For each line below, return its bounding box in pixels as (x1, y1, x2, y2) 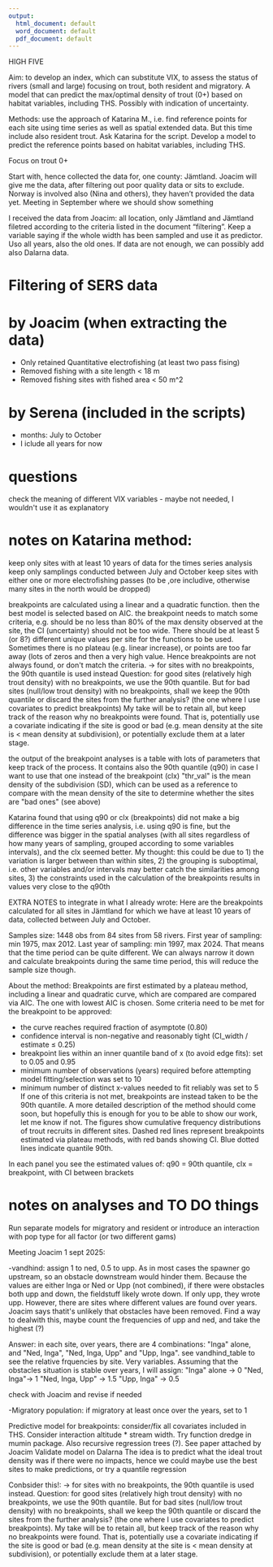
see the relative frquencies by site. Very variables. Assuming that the (8, 1356, 239, 1366)
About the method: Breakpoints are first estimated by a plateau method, (8, 981, 249, 991)
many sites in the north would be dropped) (8, 584, 151, 594)
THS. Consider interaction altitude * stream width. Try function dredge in (8, 1430, 252, 1439)
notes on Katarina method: (8, 532, 193, 549)
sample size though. (8, 965, 76, 975)
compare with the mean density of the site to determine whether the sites (8, 788, 254, 798)
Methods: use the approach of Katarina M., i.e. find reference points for (8, 115, 248, 124)
